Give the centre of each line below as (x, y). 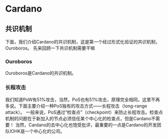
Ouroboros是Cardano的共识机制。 (41, 73)
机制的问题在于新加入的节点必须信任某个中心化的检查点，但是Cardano (78, 118)
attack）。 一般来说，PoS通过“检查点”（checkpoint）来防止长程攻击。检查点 (84, 112)
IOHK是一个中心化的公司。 (37, 131)
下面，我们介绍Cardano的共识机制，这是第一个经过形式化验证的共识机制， (83, 42)
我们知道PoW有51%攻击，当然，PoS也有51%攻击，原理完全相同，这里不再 (83, 100)
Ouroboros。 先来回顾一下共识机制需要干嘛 (50, 48)
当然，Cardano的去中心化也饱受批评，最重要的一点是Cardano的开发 (86, 125)
